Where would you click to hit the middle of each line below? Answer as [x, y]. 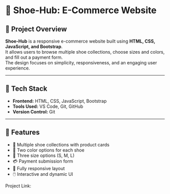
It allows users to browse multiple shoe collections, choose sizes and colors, [85, 52]
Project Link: [18, 186]
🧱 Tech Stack [26, 89]
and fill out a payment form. [34, 57]
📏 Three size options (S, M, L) [44, 155]
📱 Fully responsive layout [38, 168]
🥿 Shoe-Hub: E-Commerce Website [81, 10]
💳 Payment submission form [43, 161]
